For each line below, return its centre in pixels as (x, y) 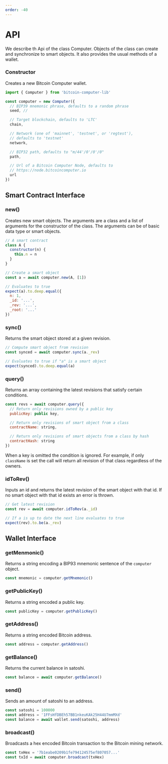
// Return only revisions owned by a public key (61, 409)
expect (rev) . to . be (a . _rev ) (33, 523)
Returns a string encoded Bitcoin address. (49, 635)
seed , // (19, 111)
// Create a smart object (32, 273)
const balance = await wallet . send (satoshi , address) (63, 719)
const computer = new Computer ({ (40, 101)
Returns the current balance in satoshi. (45, 668)
